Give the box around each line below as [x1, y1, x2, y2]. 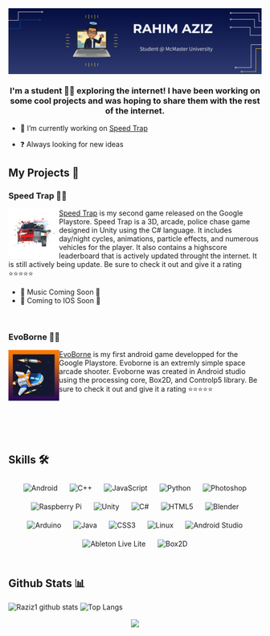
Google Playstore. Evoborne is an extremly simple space [59, 358, 246, 368]
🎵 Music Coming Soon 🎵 [19, 287, 100, 297]
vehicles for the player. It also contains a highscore [59, 242, 227, 252]
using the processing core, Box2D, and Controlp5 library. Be [59, 375, 258, 385]
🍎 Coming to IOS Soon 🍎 [19, 295, 101, 305]
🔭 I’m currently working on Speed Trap [19, 124, 149, 133]
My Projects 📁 [8, 166, 80, 179]
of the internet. [104, 105, 166, 116]
